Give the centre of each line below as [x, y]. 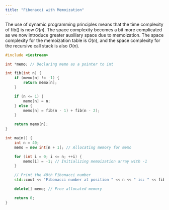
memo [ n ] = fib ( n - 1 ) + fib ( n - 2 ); [62, 111]
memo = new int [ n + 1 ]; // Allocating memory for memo [73, 147]
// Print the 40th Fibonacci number [53, 175]
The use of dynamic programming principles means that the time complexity [84, 24]
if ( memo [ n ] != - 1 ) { [37, 78]
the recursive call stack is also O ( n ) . [42, 45]
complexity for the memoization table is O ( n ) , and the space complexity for [83, 40]
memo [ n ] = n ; [37, 101]
